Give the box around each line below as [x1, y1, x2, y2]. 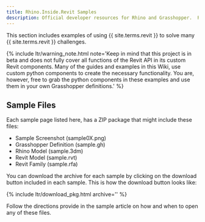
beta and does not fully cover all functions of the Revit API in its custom [6, 56, 186, 64]
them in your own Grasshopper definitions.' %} [6, 82, 124, 89]
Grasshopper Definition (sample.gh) [15, 141, 106, 149]
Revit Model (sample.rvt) [15, 154, 77, 161]
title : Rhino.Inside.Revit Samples [6, 9, 97, 15]
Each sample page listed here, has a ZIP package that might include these [6, 116, 192, 124]
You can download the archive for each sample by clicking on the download [6, 172, 197, 180]
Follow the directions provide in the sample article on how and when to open [6, 202, 198, 210]
